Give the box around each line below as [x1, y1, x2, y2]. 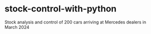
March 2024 [4, 24, 30, 30]
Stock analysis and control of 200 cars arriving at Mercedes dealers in [4, 19, 146, 25]
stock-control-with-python [4, 3, 117, 14]
